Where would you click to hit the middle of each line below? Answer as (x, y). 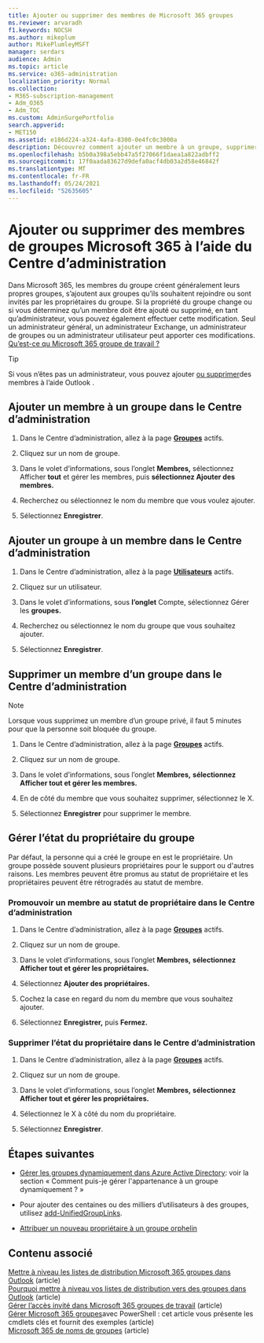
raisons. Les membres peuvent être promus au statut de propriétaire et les (128, 874)
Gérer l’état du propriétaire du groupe (101, 838)
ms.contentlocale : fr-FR (49, 177)
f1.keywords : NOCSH (40, 30)
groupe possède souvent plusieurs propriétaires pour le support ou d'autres (131, 865)
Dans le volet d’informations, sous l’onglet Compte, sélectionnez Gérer (134, 602)
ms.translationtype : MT (47, 169)
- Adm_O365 (26, 103)
